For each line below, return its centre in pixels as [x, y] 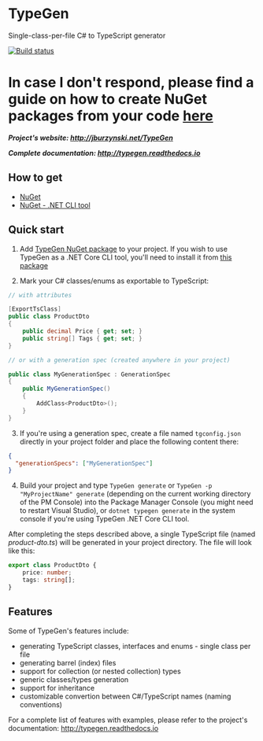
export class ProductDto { [52, 566]
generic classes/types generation [74, 679]
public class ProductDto [49, 317]
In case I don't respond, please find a [131, 83]
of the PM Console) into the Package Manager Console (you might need [136, 502]
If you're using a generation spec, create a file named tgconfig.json [130, 433]
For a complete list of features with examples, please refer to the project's [128, 720]
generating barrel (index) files [68, 662]
